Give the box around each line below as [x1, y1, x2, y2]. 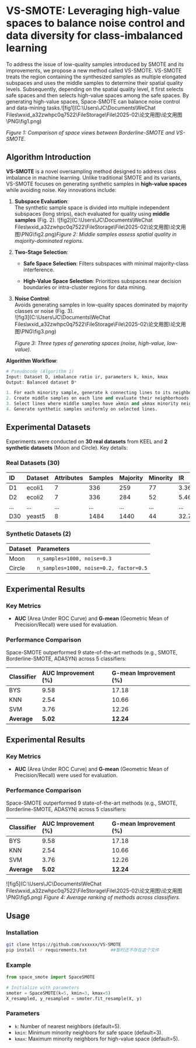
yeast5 [26, 512, 45, 520]
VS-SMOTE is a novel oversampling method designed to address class [6, 168, 177, 175]
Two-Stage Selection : [14, 249, 69, 256]
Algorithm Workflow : [6, 357, 58, 364]
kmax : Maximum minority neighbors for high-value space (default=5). [14, 1035, 180, 1042]
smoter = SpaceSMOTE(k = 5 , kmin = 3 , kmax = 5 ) [6, 990, 111, 996]
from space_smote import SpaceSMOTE [6, 974, 95, 980]
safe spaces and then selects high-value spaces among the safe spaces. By [6, 92, 190, 99]
